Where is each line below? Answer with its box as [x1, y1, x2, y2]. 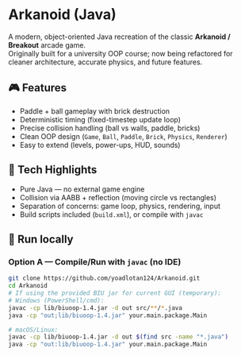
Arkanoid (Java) [8, 6, 117, 24]
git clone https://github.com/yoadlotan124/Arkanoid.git [8, 274, 201, 283]
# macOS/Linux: [8, 326, 59, 334]
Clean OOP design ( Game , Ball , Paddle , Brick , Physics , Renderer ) [19, 131, 228, 141]
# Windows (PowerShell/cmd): [8, 296, 105, 304]
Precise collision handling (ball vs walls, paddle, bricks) [19, 123, 201, 133]
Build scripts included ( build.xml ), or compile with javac [19, 209, 204, 219]
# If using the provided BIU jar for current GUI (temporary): [8, 289, 222, 297]
